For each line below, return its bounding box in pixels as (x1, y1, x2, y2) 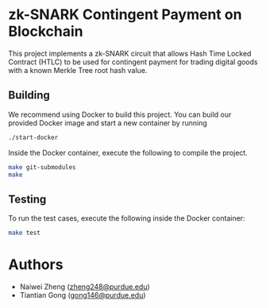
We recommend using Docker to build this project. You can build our (8, 110, 232, 119)
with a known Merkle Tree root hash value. (8, 65, 148, 75)
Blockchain (8, 22, 83, 40)
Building (8, 89, 50, 102)
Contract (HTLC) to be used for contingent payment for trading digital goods (8, 57, 258, 67)
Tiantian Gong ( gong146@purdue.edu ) (19, 291, 146, 299)
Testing (8, 192, 47, 206)
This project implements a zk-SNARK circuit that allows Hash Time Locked (8, 48, 252, 58)
